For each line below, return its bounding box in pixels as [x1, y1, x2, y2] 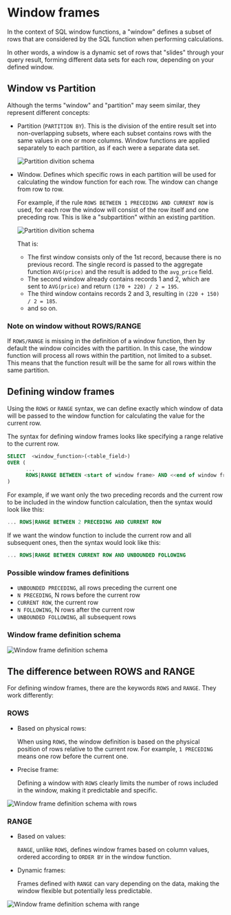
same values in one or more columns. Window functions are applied [16, 136, 210, 144]
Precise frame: [16, 765, 59, 773]
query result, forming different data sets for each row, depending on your [7, 55, 214, 63]
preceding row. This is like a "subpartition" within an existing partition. [16, 213, 215, 221]
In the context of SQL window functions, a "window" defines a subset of [7, 28, 212, 36]
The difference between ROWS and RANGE [7, 665, 195, 677]
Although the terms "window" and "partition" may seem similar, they [7, 101, 201, 109]
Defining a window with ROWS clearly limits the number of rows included [16, 779, 219, 787]
